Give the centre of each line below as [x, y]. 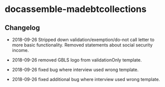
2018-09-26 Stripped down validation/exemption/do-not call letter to [83, 39]
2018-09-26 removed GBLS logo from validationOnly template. [77, 60]
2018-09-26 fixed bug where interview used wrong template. [75, 69]
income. [20, 50]
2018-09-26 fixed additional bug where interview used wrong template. [86, 79]
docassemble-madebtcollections [76, 9]
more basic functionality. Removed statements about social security [82, 45]
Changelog [22, 28]
